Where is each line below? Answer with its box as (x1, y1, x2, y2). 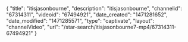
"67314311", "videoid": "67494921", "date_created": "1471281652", (6, 11, 168, 18)
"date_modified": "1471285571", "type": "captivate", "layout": (6, 17, 155, 24)
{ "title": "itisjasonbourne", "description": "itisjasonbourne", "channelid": (6, 5, 183, 12)
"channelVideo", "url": (6, 23, 61, 30)
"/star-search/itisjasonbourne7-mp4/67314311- (61, 23, 177, 30)
